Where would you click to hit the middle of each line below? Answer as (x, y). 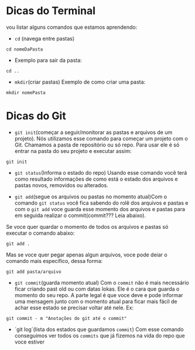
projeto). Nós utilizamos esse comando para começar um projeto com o (101, 138)
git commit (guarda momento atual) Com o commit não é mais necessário (102, 282)
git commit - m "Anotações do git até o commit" (66, 318)
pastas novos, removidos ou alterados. (61, 185)
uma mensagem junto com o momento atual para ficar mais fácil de (96, 301)
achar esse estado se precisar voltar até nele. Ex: (74, 308)
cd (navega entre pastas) (45, 38)
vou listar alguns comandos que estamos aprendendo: (72, 27)
